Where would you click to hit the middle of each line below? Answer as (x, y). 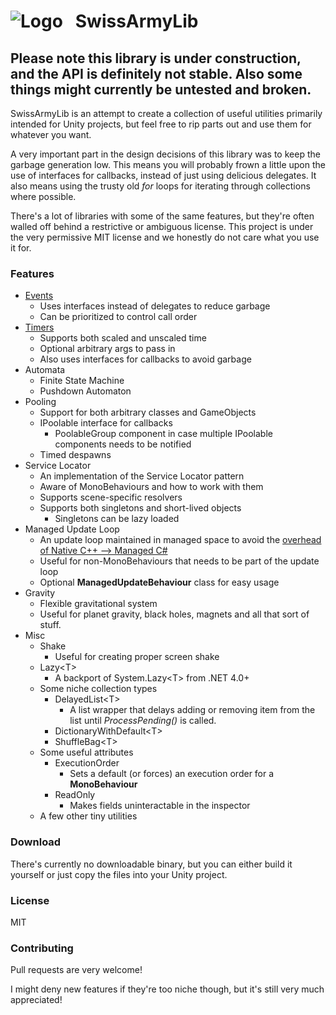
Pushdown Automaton (85, 391)
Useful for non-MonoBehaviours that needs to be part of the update (179, 561)
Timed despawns (75, 455)
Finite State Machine (82, 381)
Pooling (40, 402)
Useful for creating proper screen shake (137, 657)
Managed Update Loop (72, 529)
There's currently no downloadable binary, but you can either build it (151, 864)
